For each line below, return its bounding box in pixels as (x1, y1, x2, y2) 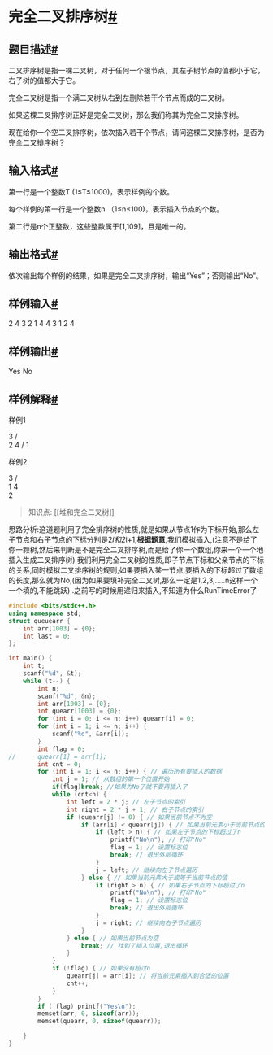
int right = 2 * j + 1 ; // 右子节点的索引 (66, 805, 205, 813)
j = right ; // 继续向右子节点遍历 (95, 918, 201, 927)
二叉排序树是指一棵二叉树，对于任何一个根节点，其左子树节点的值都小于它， (8, 66, 265, 75)
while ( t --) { (23, 677, 71, 685)
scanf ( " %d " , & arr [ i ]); (51, 730, 129, 739)
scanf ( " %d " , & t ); (23, 669, 82, 678)
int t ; (23, 662, 45, 670)
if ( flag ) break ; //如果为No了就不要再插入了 (51, 783, 188, 791)
